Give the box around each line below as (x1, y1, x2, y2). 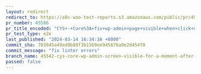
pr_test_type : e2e (5, 31, 52, 37)
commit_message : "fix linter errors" (5, 48, 100, 54)
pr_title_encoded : (5, 25, 52, 32)
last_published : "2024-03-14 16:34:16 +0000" (5, 36, 121, 42)
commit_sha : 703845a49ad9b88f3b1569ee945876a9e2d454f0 (5, 42, 146, 48)
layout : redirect (5, 8, 49, 15)
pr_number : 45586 (5, 20, 49, 26)
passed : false (5, 58, 41, 64)
